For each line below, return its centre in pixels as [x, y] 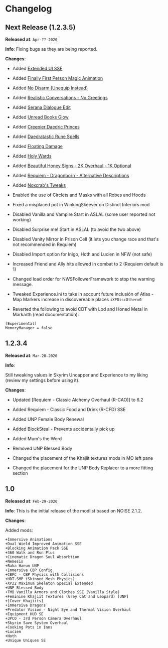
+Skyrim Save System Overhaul [37, 623]
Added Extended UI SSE [37, 69]
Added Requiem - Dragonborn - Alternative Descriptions [71, 175]
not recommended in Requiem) [44, 244]
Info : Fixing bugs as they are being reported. [51, 49]
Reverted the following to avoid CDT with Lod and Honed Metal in [80, 309]
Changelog [29, 9]
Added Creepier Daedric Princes [46, 127]
